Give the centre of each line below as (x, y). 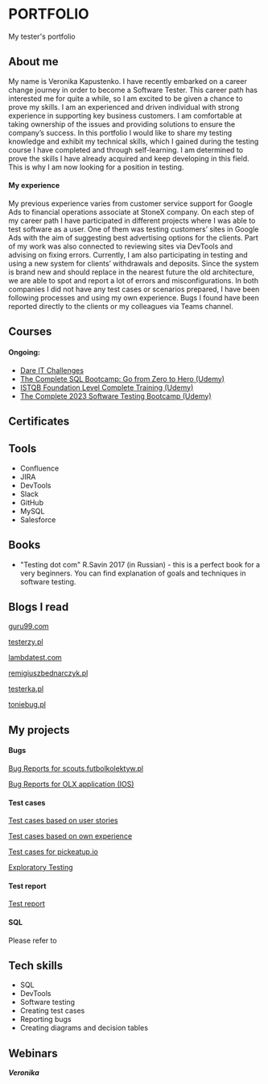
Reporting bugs (45, 1019)
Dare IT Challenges (52, 370)
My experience (34, 186)
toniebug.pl (27, 705)
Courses (30, 332)
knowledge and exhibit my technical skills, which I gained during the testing (134, 141)
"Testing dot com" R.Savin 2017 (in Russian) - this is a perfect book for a (140, 564)
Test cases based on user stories (63, 821)
